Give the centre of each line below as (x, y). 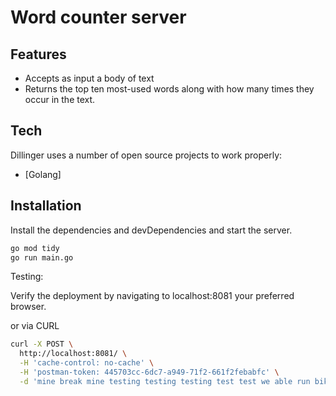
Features (38, 54)
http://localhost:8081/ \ (73, 354)
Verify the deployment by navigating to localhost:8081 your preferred (152, 296)
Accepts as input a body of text (89, 78)
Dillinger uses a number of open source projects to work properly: (146, 155)
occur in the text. (60, 99)
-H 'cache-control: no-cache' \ (87, 363)
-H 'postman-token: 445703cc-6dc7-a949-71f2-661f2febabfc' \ (149, 372)
